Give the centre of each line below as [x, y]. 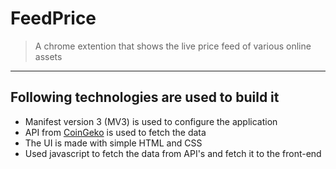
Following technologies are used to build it [145, 97]
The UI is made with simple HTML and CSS [113, 143]
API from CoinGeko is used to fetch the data [115, 132]
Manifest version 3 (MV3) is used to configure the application [151, 121]
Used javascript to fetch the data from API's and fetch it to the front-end [173, 153]
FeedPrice [53, 18]
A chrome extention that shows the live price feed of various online [173, 46]
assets [48, 56]
